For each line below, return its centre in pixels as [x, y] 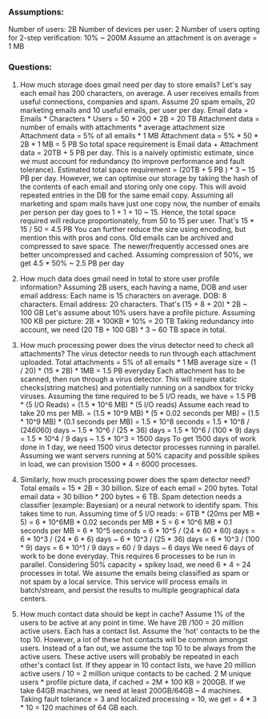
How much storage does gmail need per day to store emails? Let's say [136, 84]
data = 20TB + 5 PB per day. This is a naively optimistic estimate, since [137, 152]
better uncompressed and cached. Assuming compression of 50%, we [136, 254]
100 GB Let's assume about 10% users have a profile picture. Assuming [138, 312]
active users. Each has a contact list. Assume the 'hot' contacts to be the [140, 631]
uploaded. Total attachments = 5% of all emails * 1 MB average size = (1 [138, 361]
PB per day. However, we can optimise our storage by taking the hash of [139, 178]
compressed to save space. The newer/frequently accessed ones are [134, 246]
